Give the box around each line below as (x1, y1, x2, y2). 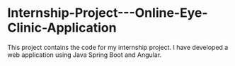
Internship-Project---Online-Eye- (7, 5, 208, 21)
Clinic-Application (7, 20, 117, 36)
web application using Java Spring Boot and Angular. (7, 51, 162, 59)
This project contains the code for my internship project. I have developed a (7, 43, 229, 51)
